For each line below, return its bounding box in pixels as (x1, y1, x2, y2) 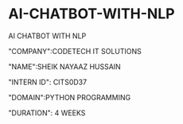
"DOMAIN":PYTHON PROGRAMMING (8, 92, 131, 102)
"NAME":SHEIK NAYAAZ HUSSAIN (8, 61, 121, 72)
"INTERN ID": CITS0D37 (8, 77, 88, 87)
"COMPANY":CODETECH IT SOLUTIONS (8, 46, 142, 56)
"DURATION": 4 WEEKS (8, 108, 86, 118)
